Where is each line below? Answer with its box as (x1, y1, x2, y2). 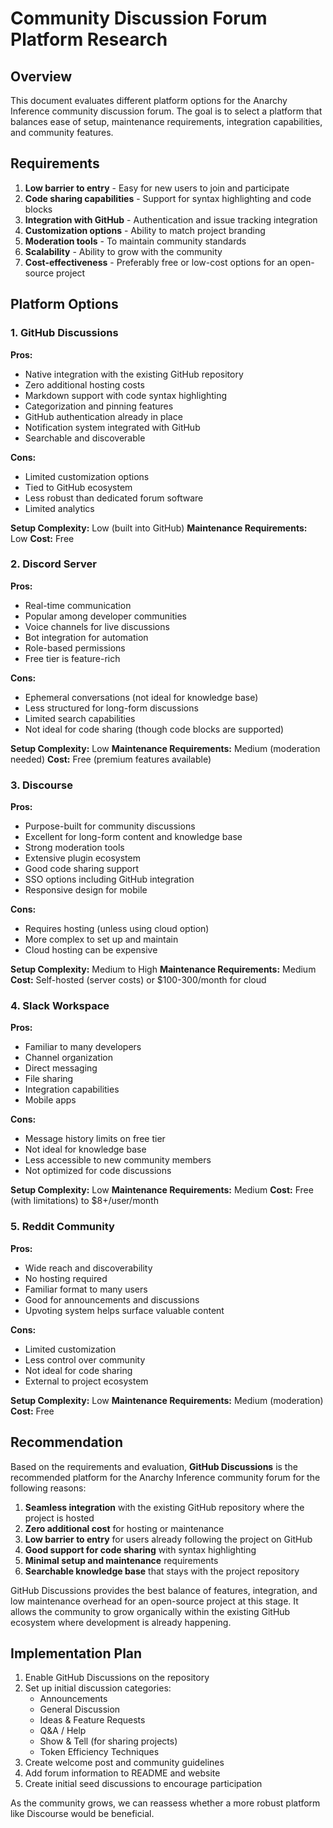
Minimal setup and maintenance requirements (24, 1554, 219, 1566)
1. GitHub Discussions (10, 326, 119, 340)
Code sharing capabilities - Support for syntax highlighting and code (24, 192, 312, 204)
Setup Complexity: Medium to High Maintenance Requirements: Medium (10, 963, 317, 976)
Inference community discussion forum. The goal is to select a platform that (10, 105, 323, 117)
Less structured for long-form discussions (24, 702, 199, 714)
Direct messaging (24, 1062, 98, 1074)
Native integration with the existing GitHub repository (24, 368, 244, 380)
